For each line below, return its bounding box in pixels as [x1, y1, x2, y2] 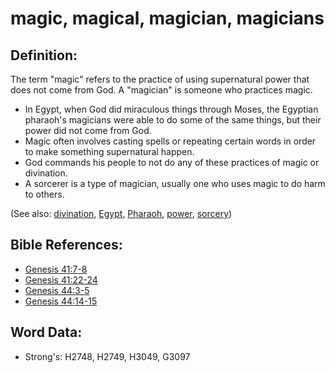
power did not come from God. [24, 125, 152, 136]
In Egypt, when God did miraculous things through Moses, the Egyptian [24, 103, 319, 115]
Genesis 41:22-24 [24, 273, 98, 286]
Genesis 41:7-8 [24, 263, 88, 275]
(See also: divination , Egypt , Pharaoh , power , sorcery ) [10, 208, 233, 219]
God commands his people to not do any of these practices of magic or [24, 157, 320, 168]
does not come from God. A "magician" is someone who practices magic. [10, 84, 313, 96]
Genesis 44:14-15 [24, 295, 98, 307]
